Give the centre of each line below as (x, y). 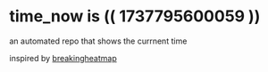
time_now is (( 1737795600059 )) (135, 16)
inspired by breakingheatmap (63, 58)
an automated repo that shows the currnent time (98, 41)
